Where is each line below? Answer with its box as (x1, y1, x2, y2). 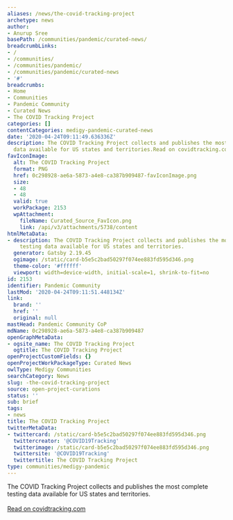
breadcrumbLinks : (7, 42, 58, 49)
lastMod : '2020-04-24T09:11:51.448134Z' (7, 288, 126, 296)
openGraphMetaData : (7, 333, 64, 341)
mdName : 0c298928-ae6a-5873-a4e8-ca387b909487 (7, 327, 144, 334)
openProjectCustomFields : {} (7, 353, 92, 361)
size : (13, 178, 30, 185)
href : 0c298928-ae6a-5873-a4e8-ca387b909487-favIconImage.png (13, 172, 197, 179)
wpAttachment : (13, 211, 54, 218)
